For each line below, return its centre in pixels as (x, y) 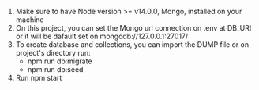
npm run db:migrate (60, 61)
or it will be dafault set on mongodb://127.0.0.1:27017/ (102, 36)
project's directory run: (53, 53)
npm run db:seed (55, 69)
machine (30, 20)
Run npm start (39, 78)
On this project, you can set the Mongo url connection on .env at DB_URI (133, 28)
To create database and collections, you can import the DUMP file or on (132, 45)
